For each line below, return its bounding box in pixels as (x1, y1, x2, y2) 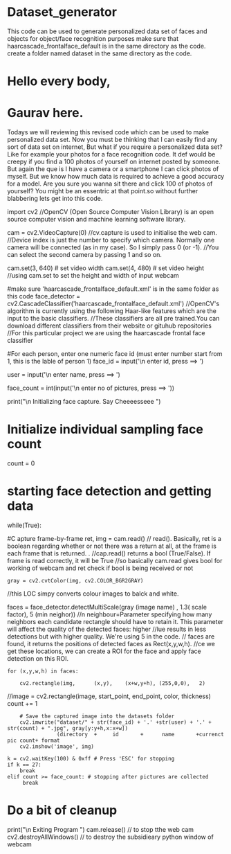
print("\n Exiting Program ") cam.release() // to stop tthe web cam (7, 825, 194, 833)
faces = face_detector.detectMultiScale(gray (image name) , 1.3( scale (7, 603, 207, 611)
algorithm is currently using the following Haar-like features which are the (7, 307, 216, 315)
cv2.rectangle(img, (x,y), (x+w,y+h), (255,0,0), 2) (19, 679, 206, 686)
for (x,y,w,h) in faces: (7, 668, 79, 675)
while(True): (7, 521, 41, 529)
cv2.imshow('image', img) (19, 742, 95, 750)
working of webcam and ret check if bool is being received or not (7, 564, 194, 572)
